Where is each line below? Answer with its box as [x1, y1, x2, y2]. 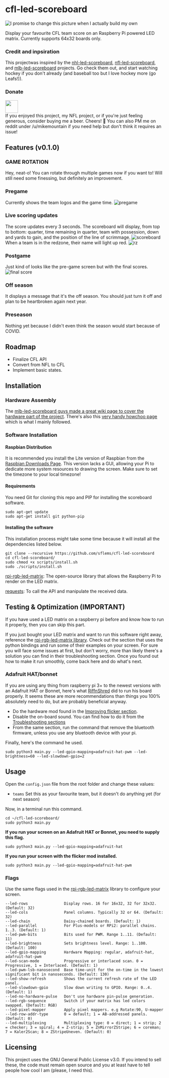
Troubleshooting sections [12, 719, 66, 725]
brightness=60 [5, 753, 35, 759]
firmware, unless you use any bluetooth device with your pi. [12, 730, 137, 736]
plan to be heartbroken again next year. [5, 298, 87, 304]
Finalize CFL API [12, 356, 47, 362]
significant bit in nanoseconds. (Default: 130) [5, 972, 109, 977]
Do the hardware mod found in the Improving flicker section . [12, 708, 138, 714]
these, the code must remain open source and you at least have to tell [5, 1062, 150, 1068]
